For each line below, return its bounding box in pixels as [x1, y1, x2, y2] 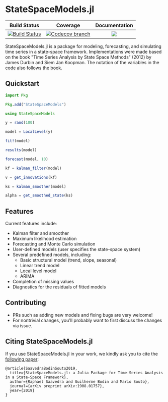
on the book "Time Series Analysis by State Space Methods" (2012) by [5, 54, 152, 60]
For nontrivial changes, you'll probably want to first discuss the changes [12, 317, 162, 323]
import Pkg [5, 92, 28, 98]
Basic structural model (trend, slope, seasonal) [20, 257, 117, 263]
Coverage [56, 22, 80, 29]
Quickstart [5, 79, 40, 88]
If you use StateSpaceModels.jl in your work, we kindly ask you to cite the [5, 350, 158, 357]
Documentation [95, 22, 133, 29]
